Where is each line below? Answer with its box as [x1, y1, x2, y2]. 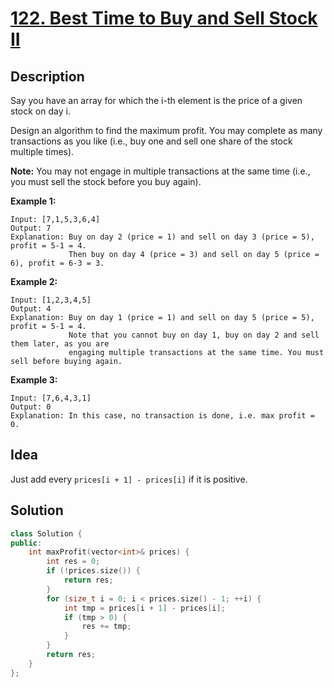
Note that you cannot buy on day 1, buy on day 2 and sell [68, 330, 320, 340]
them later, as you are [10, 339, 110, 349]
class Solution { [10, 528, 83, 539]
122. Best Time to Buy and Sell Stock [10, 7, 318, 30]
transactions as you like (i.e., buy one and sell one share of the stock [10, 135, 293, 147]
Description [10, 68, 85, 85]
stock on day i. [10, 105, 71, 117]
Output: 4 [10, 304, 52, 314]
